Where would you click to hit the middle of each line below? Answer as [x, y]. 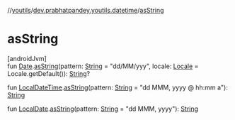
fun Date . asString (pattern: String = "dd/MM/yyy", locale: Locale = [103, 66]
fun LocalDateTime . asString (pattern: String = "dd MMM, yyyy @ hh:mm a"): [117, 87]
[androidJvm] [27, 58]
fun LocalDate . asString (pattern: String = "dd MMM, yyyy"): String [103, 109]
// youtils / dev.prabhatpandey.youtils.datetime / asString [86, 10]
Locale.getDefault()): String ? [49, 73]
